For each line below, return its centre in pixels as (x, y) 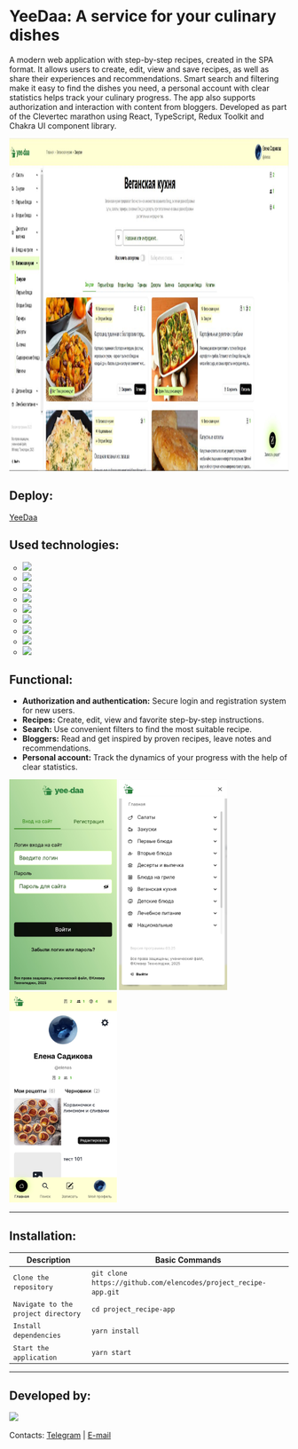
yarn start (111, 1353)
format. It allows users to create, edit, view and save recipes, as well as (139, 69)
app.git (106, 1292)
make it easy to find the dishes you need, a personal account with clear (140, 88)
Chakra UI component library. (63, 125)
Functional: (41, 679)
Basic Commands (188, 1260)
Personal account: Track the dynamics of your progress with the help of (155, 758)
